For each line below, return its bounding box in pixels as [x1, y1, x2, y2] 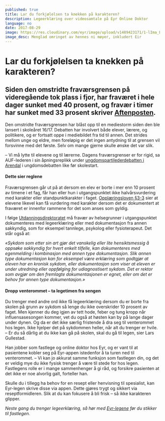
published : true [5, 7, 38, 12]
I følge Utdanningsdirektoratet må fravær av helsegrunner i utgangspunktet [5, 215, 157, 221]
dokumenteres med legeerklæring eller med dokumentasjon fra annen [5, 220, 147, 226]
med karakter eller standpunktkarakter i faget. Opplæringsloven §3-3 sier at [5, 195, 158, 201]
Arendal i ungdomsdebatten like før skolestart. [5, 162, 99, 168]
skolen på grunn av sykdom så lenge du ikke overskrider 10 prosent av [5, 304, 148, 310]
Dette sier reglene [5, 174, 43, 180]
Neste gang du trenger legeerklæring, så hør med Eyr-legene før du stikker [5, 405, 157, 411]
